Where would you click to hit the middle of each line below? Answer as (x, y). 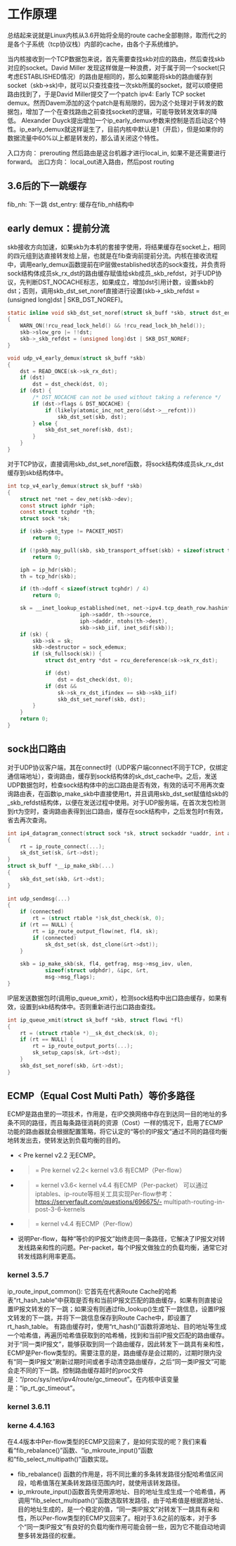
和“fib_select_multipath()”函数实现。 (60, 1459)
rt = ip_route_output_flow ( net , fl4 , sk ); (96, 931)
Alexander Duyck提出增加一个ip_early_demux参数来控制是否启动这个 (120, 120)
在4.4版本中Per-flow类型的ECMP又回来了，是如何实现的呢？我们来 (104, 1441)
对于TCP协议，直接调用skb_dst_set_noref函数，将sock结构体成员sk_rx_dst (116, 464)
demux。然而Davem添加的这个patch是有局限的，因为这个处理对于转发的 (112, 103)
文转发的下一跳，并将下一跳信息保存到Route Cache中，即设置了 (100, 1318)
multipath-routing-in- (195, 1202)
